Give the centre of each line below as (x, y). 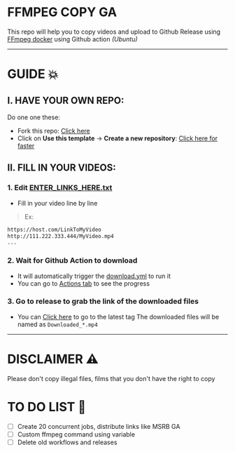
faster (26, 145)
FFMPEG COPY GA (62, 12)
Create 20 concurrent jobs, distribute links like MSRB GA (99, 426)
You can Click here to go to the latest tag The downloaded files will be (118, 317)
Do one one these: (34, 117)
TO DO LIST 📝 (47, 407)
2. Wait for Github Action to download (72, 260)
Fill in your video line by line (57, 203)
